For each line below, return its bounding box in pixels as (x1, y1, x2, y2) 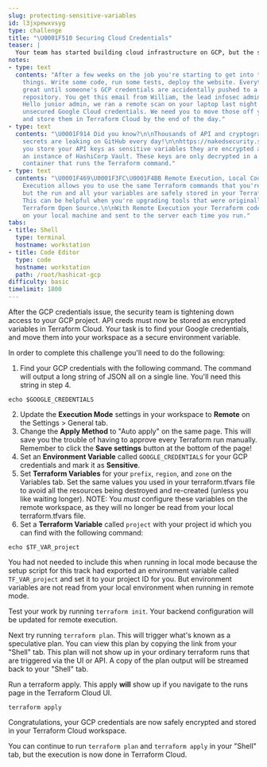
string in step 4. (19, 380, 72, 390)
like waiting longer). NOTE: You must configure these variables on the (19, 494, 248, 504)
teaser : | (8, 41, 41, 49)
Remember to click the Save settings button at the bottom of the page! (19, 443, 253, 453)
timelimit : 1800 (8, 286, 62, 294)
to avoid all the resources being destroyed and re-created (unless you (19, 486, 249, 495)
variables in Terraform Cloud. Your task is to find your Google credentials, (8, 324, 250, 333)
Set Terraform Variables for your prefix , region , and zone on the (19, 469, 233, 478)
